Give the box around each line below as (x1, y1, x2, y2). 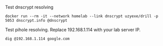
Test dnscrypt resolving (5, 4, 54, 10)
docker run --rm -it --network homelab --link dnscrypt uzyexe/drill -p (5, 14, 159, 19)
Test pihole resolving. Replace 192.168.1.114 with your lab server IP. (5, 27, 141, 33)
